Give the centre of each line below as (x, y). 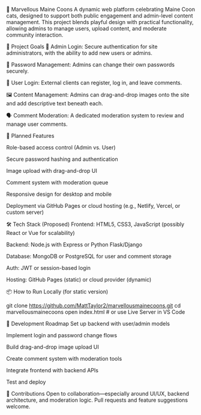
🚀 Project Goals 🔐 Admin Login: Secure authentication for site (82, 46)
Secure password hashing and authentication (62, 159)
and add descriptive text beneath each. (55, 103)
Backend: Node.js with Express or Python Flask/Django (74, 245)
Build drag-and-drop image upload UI (52, 347)
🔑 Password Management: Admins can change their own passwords (91, 64)
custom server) (25, 212)
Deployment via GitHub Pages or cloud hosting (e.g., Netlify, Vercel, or (93, 206)
